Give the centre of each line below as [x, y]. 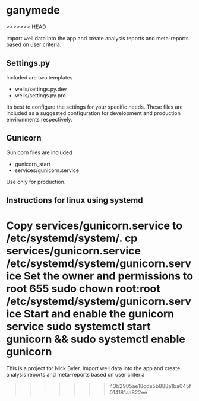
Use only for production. [36, 182]
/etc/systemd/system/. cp [72, 238]
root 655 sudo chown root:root [83, 289]
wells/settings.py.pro [40, 95]
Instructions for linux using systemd [75, 200]
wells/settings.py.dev [41, 89]
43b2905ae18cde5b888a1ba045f [150, 386]
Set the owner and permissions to [108, 276]
